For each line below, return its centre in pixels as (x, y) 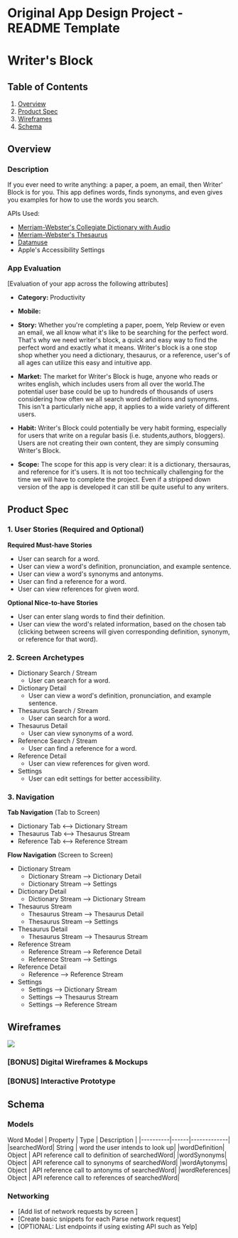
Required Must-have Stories (50, 545)
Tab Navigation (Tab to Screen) (54, 813)
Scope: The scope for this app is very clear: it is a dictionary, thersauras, (124, 465)
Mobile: (29, 311)
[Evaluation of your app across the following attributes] (88, 284)
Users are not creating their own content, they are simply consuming (118, 443)
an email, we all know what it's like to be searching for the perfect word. (123, 332)
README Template (64, 28)
